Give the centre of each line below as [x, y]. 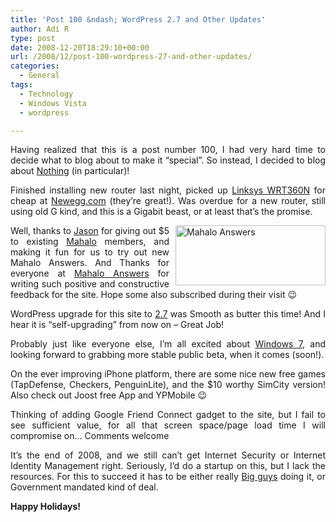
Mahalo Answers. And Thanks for [90, 263]
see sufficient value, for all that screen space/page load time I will [168, 425]
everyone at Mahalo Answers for [90, 273]
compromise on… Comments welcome [90, 436]
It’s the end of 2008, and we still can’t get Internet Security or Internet [168, 455]
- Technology [46, 94]
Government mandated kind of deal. [84, 487]
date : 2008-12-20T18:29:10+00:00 [80, 47]
